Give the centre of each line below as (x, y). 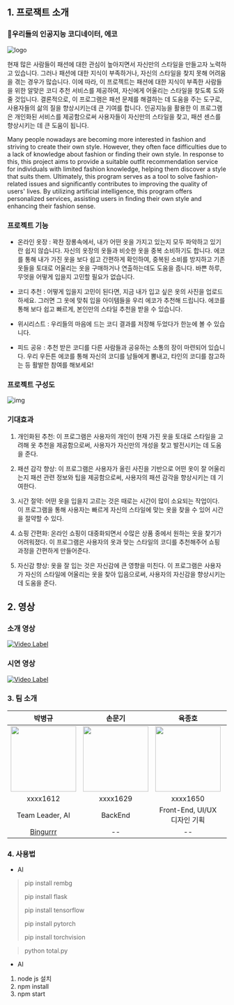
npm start (31, 994)
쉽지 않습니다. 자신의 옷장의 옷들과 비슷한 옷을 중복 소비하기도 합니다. (118, 251)
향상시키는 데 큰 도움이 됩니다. (48, 125)
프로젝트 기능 (28, 225)
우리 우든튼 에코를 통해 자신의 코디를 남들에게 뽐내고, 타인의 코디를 (117, 356)
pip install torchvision (55, 937)
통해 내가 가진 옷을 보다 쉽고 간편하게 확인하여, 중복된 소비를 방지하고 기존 (125, 259)
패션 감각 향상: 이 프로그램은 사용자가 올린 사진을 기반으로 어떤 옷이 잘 (112, 468)
